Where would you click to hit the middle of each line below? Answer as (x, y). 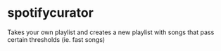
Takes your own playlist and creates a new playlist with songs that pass (111, 32)
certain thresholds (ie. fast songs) (56, 39)
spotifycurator (50, 13)
